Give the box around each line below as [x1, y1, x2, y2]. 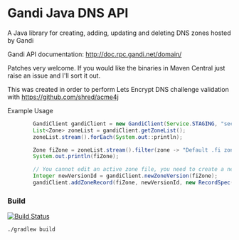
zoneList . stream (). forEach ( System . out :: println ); [33, 133, 183, 140]
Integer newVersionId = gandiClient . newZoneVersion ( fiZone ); [33, 172, 218, 179]
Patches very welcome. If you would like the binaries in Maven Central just [7, 63, 225, 72]
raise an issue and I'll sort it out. [7, 71, 101, 80]
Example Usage [7, 106, 53, 115]
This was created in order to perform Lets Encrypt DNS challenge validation [7, 85, 229, 93]
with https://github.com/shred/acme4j [7, 93, 119, 101]
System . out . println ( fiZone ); [33, 153, 119, 160]
